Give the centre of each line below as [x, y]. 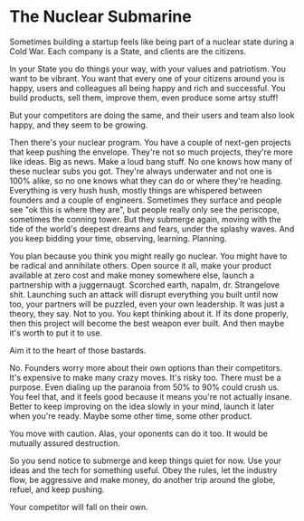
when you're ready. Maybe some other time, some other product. [131, 416]
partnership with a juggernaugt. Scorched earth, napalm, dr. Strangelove [145, 284]
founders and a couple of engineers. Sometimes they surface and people [146, 200]
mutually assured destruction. [65, 443]
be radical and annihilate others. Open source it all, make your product [140, 265]
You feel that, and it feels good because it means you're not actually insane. [151, 396]
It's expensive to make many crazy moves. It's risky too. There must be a [146, 377]
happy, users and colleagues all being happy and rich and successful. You [148, 88]
